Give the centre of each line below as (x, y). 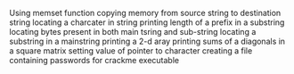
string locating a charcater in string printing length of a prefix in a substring (147, 22)
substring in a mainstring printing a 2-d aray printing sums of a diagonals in (147, 41)
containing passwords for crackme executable (94, 60)
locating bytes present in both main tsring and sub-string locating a (133, 32)
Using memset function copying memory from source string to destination (145, 13)
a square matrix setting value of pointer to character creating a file (131, 51)
